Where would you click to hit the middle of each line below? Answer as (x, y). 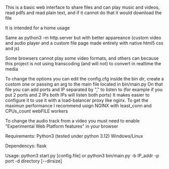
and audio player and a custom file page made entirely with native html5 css (84, 43)
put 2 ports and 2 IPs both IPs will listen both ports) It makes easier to (77, 95)
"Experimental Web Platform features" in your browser (62, 126)
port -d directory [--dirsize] (34, 161)
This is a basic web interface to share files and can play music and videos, (82, 7)
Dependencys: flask (26, 146)
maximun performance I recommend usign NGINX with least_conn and (78, 105)
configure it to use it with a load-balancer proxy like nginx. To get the (77, 100)
